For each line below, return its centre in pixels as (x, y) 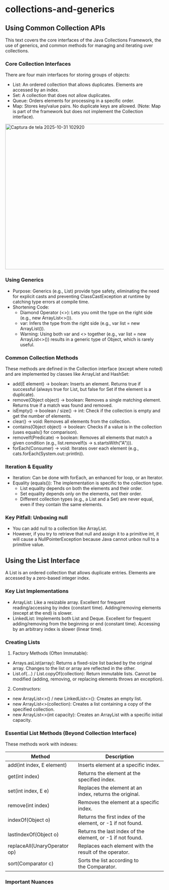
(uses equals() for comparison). (45, 432)
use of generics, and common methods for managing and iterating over (79, 45)
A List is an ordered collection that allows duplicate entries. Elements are (80, 573)
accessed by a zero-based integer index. (48, 578)
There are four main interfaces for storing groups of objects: (68, 75)
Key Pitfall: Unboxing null (36, 518)
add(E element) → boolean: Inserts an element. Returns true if (76, 384)
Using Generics (24, 280)
